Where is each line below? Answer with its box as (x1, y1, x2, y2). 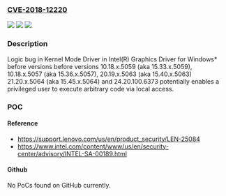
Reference (7, 119, 38, 128)
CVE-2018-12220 (7, 5, 68, 15)
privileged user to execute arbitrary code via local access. (7, 84, 174, 93)
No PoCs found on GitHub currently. (7, 181, 111, 189)
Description (7, 39, 48, 49)
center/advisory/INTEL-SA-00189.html (17, 149, 128, 158)
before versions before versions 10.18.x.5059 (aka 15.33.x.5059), (7, 62, 193, 70)
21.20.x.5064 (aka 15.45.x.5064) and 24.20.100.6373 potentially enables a (7, 77, 220, 85)
